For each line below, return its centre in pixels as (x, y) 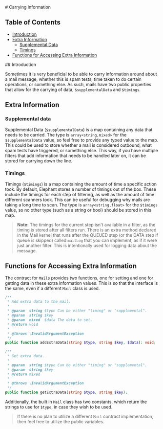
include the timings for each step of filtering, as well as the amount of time (80, 194)
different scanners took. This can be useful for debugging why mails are (78, 200)
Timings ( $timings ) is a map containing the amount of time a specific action (81, 184)
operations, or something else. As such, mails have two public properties (78, 84)
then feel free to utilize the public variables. (61, 421)
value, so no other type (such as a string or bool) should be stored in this (78, 210)
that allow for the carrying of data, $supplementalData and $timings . (73, 90)
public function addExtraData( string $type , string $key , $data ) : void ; (81, 343)
